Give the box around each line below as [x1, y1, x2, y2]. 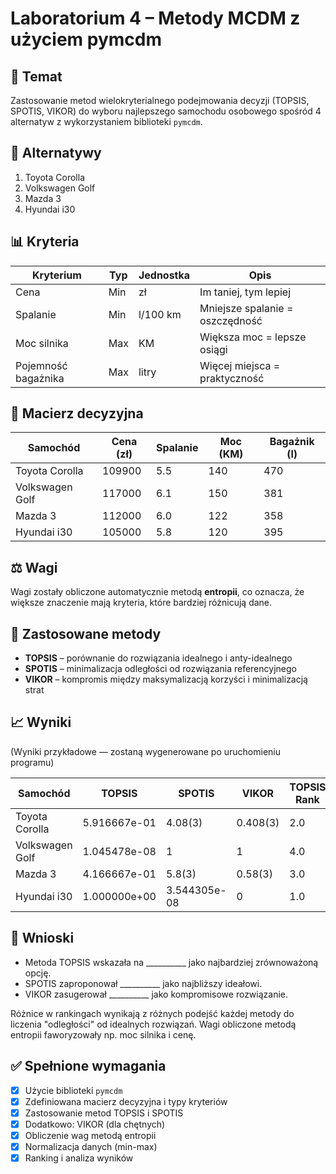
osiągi [199, 342, 228, 356]
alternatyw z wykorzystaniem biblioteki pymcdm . [10, 116, 203, 127]
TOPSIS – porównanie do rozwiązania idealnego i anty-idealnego [24, 652, 293, 664]
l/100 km [138, 307, 182, 321]
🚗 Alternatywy [10, 145, 102, 162]
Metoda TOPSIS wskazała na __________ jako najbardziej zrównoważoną [24, 956, 319, 968]
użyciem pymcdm [10, 28, 162, 51]
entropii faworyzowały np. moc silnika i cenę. [10, 1028, 197, 1041]
